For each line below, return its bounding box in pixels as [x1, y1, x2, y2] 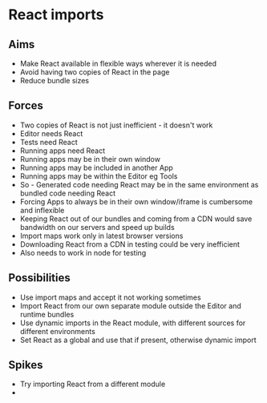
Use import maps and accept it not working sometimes [19, 292, 202, 302]
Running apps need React [19, 146, 106, 155]
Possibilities [8, 271, 71, 285]
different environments [19, 326, 96, 336]
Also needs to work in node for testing [19, 248, 147, 257]
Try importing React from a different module [19, 379, 166, 389]
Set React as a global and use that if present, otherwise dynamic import [19, 335, 257, 345]
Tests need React [19, 137, 78, 147]
